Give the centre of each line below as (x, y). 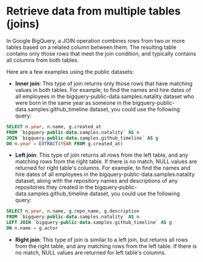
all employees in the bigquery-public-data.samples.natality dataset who (105, 96)
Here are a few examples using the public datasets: (70, 71)
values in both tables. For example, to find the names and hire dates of (103, 90)
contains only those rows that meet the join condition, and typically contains (101, 53)
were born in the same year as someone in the (73, 103)
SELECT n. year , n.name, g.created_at (54, 126)
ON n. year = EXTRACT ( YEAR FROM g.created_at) (65, 143)
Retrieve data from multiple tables (93, 11)
